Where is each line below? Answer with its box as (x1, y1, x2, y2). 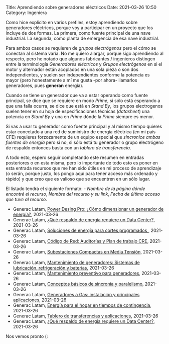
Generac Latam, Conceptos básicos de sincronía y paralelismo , (13, 281, 144, 287)
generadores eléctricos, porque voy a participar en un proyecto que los (6, 25, 153, 31)
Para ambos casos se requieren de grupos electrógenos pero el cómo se (6, 45, 156, 51)
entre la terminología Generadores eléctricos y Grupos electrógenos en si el (6, 61, 162, 67)
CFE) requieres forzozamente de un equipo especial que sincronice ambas (6, 134, 160, 140)
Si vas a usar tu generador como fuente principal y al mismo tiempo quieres (6, 123, 162, 129)
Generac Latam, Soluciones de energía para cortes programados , (13, 227, 150, 233)
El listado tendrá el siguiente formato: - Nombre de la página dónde (6, 186, 145, 192)
